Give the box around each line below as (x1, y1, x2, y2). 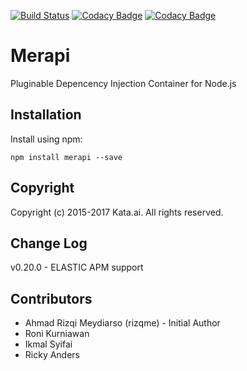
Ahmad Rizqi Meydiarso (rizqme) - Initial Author (24, 317, 221, 329)
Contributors (10, 290, 93, 307)
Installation (10, 106, 82, 124)
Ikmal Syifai (24, 338, 73, 350)
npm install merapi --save (10, 152, 123, 162)
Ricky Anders (24, 349, 81, 361)
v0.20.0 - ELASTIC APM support (10, 261, 144, 274)
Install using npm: (10, 133, 83, 145)
